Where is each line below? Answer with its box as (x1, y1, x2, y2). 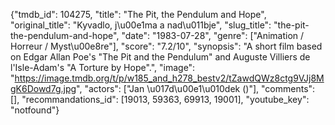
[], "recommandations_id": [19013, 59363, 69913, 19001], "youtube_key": (10, 94, 310, 105)
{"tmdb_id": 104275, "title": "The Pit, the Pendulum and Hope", (10, 9, 267, 20)
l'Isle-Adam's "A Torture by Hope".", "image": (10, 62, 196, 73)
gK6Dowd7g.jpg (10, 83, 77, 94)
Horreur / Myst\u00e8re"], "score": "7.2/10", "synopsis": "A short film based (10, 40, 323, 52)
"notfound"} (10, 104, 60, 116)
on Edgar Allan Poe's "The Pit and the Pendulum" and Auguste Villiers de (10, 51, 311, 63)
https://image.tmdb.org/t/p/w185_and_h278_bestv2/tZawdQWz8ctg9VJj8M (14, 72, 325, 84)
